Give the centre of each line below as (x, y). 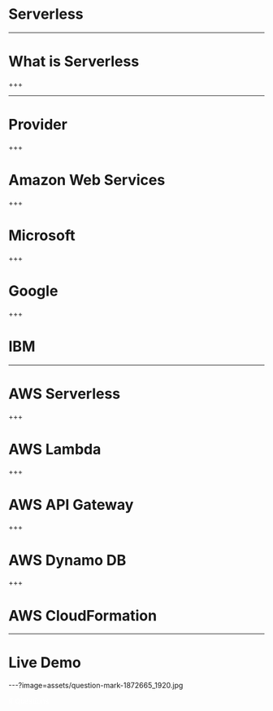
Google (33, 291)
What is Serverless (74, 61)
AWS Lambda (55, 449)
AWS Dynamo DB (67, 560)
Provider (38, 125)
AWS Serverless (65, 394)
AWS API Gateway (71, 505)
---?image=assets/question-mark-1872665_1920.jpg (96, 686)
